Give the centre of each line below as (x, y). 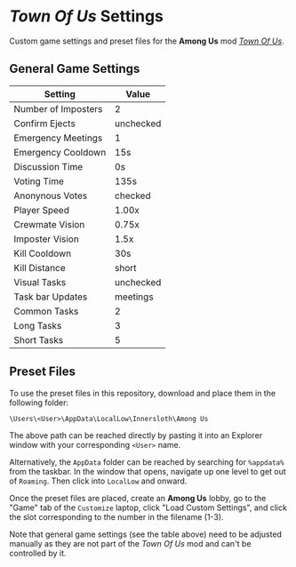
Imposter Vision (47, 239)
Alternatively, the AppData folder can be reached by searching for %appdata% (147, 462)
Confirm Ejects (44, 124)
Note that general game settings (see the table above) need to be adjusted (146, 534)
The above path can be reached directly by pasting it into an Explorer (136, 435)
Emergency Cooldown (60, 152)
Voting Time (39, 181)
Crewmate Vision (49, 224)
